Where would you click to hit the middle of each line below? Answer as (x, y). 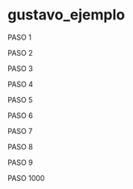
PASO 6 (20, 115)
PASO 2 (20, 52)
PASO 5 (20, 99)
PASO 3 (20, 68)
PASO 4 (21, 84)
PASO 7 (20, 131)
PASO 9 (20, 162)
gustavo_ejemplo (66, 15)
